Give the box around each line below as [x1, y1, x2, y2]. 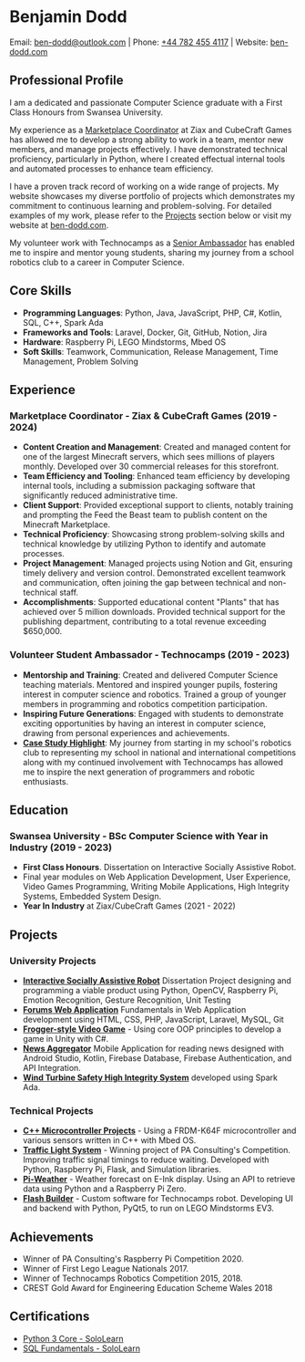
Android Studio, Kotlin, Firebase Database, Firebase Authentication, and [22, 1052, 292, 1064]
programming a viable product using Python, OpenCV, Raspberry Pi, [22, 984, 279, 995]
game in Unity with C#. [22, 1033, 109, 1044]
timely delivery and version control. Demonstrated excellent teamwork [22, 567, 287, 578]
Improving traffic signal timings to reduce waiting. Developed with [22, 1154, 270, 1165]
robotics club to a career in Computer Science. [9, 256, 185, 267]
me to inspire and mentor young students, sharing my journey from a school [9, 246, 294, 257]
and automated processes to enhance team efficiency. [9, 162, 214, 174]
